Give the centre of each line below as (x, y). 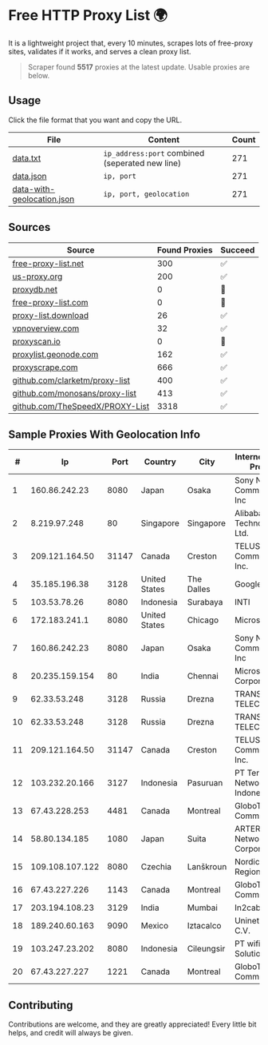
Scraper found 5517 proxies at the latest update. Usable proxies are (138, 67)
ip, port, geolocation (146, 194)
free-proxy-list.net (48, 263)
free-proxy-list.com (51, 302)
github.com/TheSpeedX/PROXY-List (81, 406)
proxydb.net (35, 289)
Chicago (203, 620)
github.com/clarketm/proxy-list (71, 380)
